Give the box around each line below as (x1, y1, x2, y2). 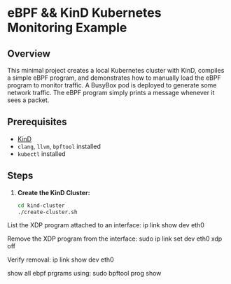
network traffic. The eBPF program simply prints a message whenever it (7, 89, 215, 97)
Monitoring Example (7, 20, 127, 36)
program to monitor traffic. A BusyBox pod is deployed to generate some (7, 81, 217, 89)
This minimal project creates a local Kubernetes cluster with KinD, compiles (7, 66, 225, 74)
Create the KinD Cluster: (17, 188, 90, 197)
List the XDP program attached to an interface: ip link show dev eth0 (7, 221, 204, 229)
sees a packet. (7, 96, 50, 104)
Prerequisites (7, 116, 67, 128)
